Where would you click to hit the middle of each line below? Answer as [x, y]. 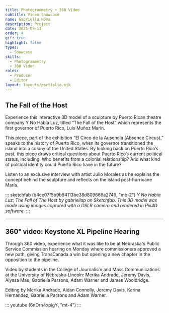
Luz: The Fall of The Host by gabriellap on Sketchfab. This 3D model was [81, 200]
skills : [13, 57]
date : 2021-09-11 [23, 29]
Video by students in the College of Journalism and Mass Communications [82, 270]
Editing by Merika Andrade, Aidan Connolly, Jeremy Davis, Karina [73, 290]
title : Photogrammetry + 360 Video [43, 10]
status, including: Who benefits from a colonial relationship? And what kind [83, 159]
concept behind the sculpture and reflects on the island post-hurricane [79, 180]
